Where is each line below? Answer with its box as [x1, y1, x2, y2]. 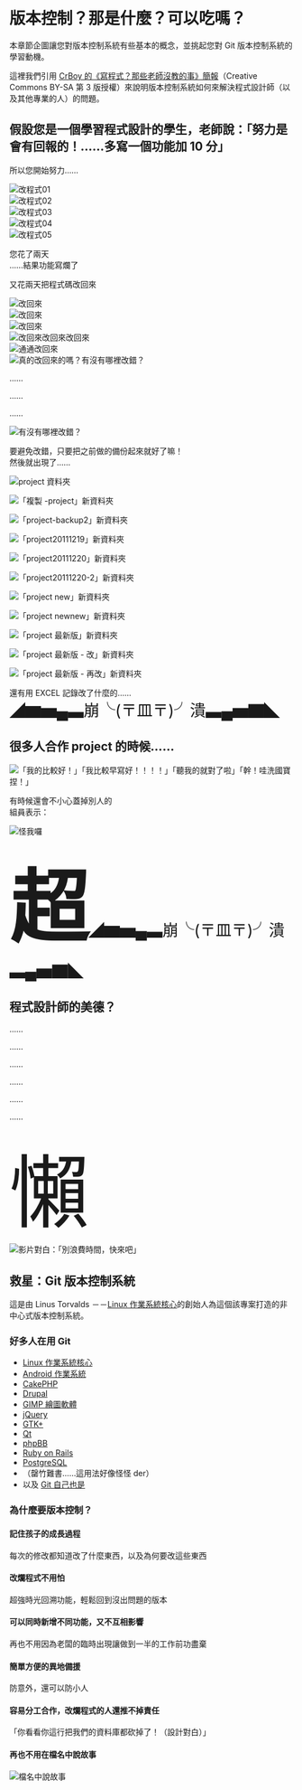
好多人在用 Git [9, 1335, 71, 1348]
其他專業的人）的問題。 [16, 92, 105, 104]
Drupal [22, 1389, 48, 1399]
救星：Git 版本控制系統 [9, 1273, 136, 1288]
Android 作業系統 [22, 1369, 87, 1380]
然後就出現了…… [9, 457, 71, 467]
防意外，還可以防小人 [9, 1682, 88, 1693]
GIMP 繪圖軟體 [22, 1399, 78, 1410]
